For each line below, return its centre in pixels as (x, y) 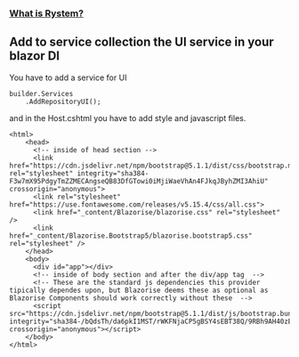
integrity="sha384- (113, 173)
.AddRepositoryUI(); (63, 101)
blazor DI (35, 56)
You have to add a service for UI (68, 77)
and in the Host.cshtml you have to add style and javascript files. (128, 118)
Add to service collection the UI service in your (141, 42)
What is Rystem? (47, 13)
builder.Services (41, 93)
